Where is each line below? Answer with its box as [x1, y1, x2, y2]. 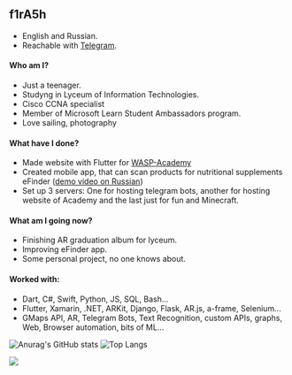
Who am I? [9, 60, 50, 71]
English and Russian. [21, 30, 98, 41]
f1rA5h [9, 7, 47, 22]
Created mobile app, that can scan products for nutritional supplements [21, 167, 283, 178]
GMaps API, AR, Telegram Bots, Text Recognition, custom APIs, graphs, [21, 312, 283, 323]
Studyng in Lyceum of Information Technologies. [21, 89, 200, 100]
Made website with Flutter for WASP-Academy [21, 157, 192, 168]
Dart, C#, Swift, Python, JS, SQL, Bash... [21, 294, 169, 304]
